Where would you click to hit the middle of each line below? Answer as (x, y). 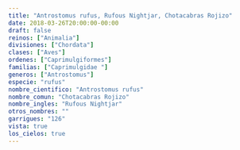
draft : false (30, 30)
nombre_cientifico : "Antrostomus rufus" (76, 89)
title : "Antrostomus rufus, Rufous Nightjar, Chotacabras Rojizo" (120, 15)
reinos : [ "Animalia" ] (44, 38)
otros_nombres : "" (39, 112)
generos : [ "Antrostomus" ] (51, 75)
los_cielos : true (37, 133)
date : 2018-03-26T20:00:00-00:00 (64, 23)
